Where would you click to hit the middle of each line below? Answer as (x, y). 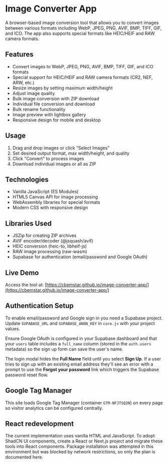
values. (13, 328)
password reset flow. (27, 375)
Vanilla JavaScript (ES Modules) (45, 192)
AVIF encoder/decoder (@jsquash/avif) (53, 241)
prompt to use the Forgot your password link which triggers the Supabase (82, 369)
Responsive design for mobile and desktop (57, 120)
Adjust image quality (34, 93)
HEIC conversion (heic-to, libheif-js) (49, 246)
